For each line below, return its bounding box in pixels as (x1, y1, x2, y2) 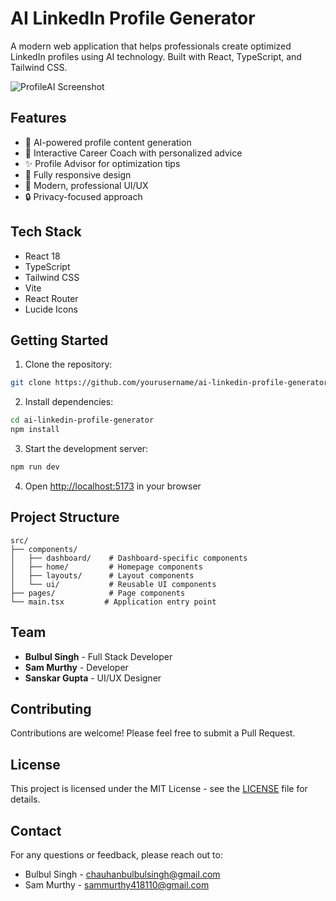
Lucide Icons (24, 303, 78, 315)
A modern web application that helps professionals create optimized (10, 40, 292, 52)
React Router (24, 292, 79, 304)
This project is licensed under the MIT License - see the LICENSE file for (10, 783, 308, 795)
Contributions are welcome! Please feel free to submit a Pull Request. (10, 727, 296, 739)
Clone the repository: (24, 358, 113, 371)
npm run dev (10, 462, 60, 472)
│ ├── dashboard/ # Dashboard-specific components (10, 553, 248, 563)
